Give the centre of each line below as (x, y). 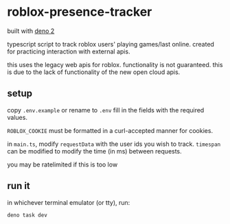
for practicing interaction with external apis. (69, 51)
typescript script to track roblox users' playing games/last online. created (111, 44)
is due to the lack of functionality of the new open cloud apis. (94, 72)
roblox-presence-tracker (80, 12)
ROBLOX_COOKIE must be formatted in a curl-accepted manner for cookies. (110, 130)
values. (17, 117)
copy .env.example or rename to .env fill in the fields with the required (106, 110)
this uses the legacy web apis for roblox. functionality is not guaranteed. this (115, 64)
